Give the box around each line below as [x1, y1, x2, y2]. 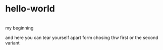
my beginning [5, 24, 34, 30]
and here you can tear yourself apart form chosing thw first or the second [5, 34, 158, 40]
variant [5, 39, 20, 45]
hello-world [5, 3, 56, 14]
